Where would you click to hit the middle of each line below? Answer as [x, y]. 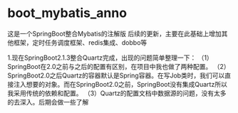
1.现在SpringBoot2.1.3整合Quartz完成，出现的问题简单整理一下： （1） [110, 58]
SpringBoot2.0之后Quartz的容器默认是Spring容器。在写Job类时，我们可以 [116, 75]
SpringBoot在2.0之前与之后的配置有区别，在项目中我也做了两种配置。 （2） [119, 66]
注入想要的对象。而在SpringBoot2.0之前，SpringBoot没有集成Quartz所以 [120, 84]
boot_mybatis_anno [67, 13]
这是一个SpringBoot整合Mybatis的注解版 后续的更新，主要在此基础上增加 [115, 33]
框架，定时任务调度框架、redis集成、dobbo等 [80, 42]
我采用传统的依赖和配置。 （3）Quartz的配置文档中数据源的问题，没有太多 [117, 93]
